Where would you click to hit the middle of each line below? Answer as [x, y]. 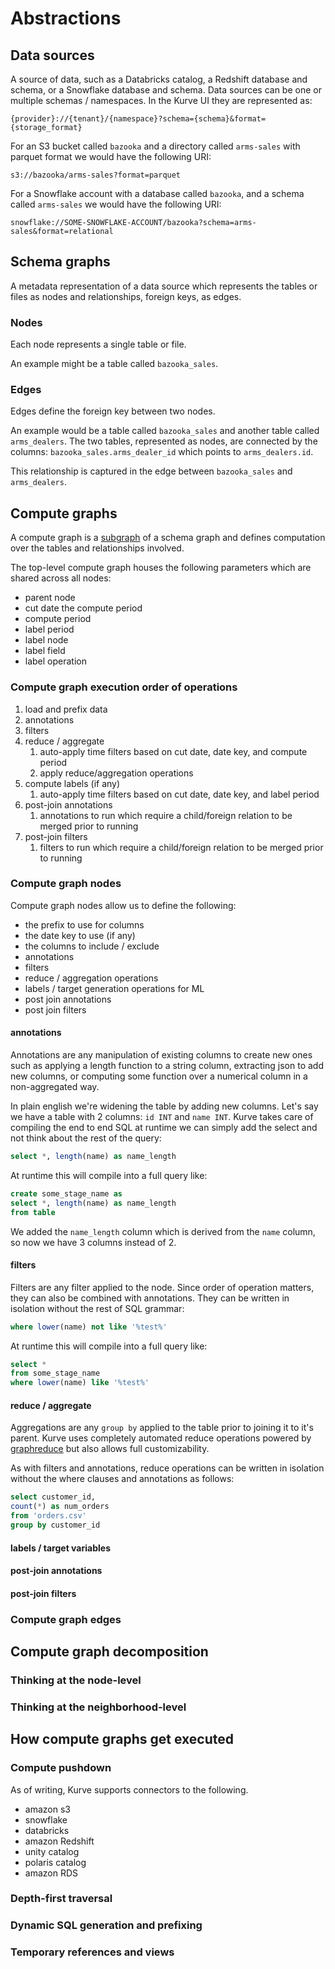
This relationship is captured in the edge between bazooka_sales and [151, 471]
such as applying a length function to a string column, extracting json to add [167, 1066]
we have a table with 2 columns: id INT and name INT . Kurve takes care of [162, 1117]
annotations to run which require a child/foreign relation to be [166, 815]
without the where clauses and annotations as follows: [122, 1479]
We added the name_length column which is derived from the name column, [163, 1231]
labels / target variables [60, 1548]
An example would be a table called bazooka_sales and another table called [165, 431]
